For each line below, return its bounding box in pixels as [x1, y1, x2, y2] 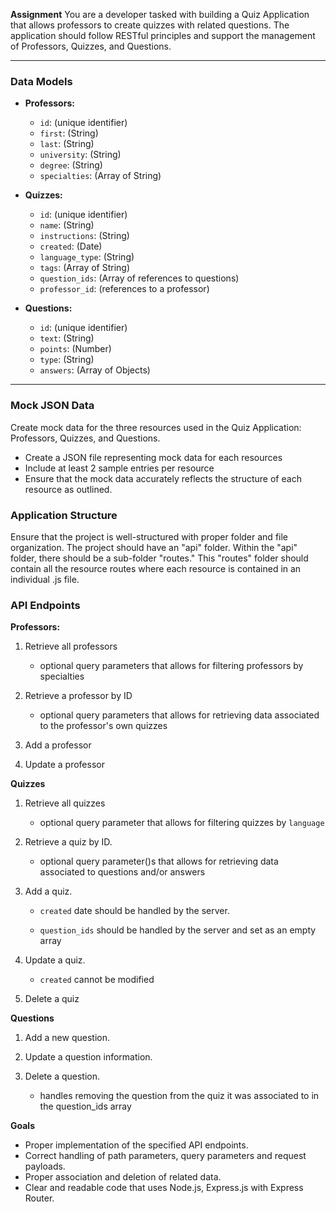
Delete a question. [24, 1070, 101, 1083]
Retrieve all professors [24, 640, 118, 653]
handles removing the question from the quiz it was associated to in [39, 1090, 320, 1102]
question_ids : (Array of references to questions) [39, 272, 240, 284]
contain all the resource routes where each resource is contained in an [10, 562, 302, 574]
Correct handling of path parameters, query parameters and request [24, 1150, 307, 1162]
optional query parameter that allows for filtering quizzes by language [39, 817, 325, 829]
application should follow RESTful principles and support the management [10, 30, 316, 41]
